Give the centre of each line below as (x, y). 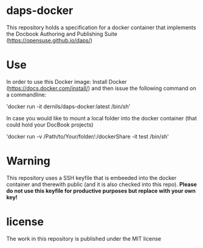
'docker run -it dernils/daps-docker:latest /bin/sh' (68, 106)
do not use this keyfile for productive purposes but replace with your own (101, 191)
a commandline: (26, 94)
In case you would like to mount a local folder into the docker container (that (102, 118)
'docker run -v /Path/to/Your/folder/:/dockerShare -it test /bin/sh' (88, 136)
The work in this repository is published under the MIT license (84, 238)
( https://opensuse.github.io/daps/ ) (50, 40)
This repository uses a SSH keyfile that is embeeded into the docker (91, 177)
